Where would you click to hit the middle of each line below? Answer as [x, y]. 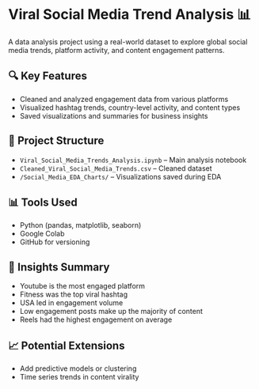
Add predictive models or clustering [78, 368]
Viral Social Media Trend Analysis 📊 [130, 15]
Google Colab [42, 234]
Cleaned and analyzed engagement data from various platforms [124, 99]
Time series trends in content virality [79, 377]
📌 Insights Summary [59, 267]
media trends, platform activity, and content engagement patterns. [116, 50]
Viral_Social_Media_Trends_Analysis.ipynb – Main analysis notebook [133, 160]
